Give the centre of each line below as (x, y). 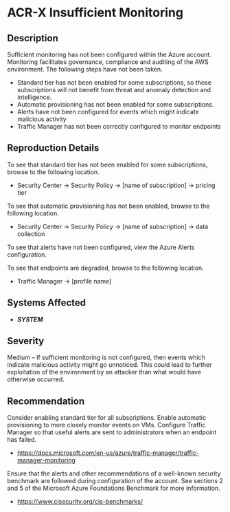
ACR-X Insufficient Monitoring (95, 13)
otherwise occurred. (36, 379)
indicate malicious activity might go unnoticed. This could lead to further (110, 365)
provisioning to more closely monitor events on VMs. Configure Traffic (106, 425)
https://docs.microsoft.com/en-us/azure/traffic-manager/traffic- (108, 453)
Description (33, 38)
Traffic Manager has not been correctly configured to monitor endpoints (119, 126)
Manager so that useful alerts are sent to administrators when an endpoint (112, 432)
